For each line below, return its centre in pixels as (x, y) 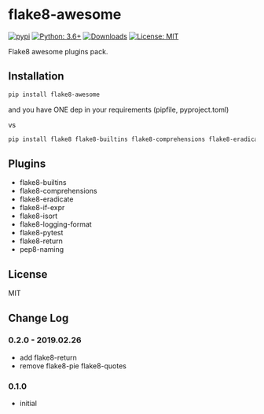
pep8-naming (42, 250)
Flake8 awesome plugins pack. (58, 51)
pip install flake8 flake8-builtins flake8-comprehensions (107, 139)
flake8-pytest (41, 233)
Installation (36, 76)
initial (28, 404)
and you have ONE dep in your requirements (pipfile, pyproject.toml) (119, 109)
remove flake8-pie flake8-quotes (73, 366)
